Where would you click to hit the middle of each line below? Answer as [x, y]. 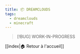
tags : [10, 14]
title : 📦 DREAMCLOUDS [28, 9]
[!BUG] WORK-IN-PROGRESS [46, 37]
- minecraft [22, 23]
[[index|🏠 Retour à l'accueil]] [35, 46]
